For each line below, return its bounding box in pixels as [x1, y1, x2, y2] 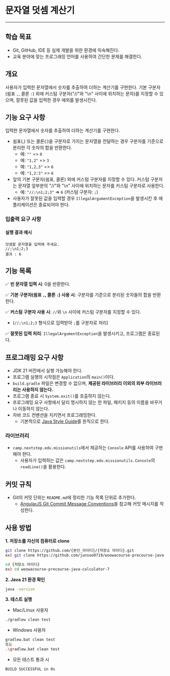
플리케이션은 [12, 201, 38, 208]
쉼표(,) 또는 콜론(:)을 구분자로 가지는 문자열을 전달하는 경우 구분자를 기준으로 [12, 138, 163, 145]
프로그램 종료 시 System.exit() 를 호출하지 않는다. [12, 393, 111, 399]
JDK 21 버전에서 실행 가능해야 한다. [12, 367, 82, 374]
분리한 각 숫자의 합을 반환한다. [12, 145, 72, 151]
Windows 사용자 [12, 627, 46, 633]
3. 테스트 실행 [5, 596, 32, 602]
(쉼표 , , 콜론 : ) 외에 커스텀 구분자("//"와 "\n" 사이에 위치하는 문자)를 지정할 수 [5, 90, 158, 96]
